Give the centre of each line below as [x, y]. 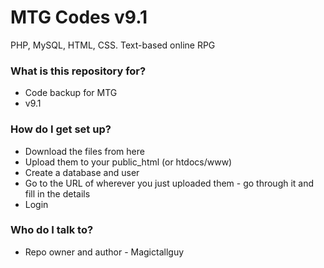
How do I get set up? [61, 129]
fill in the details [57, 193]
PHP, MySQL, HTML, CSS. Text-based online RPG [113, 45]
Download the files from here [84, 151]
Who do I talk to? [52, 230]
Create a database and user [82, 172]
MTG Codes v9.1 [79, 17]
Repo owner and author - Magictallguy [104, 252]
